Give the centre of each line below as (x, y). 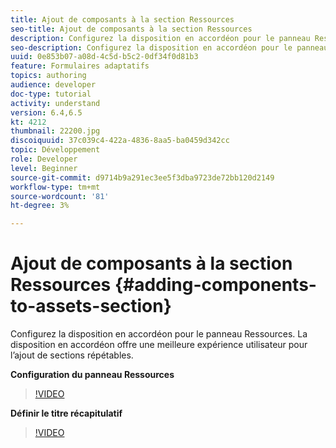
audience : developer (53, 85)
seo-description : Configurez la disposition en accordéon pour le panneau (169, 47)
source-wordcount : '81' (60, 196)
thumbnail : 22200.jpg (55, 131)
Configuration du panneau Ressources (92, 375)
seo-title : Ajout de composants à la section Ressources (131, 29)
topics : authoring (48, 76)
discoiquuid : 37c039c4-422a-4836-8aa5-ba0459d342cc (120, 141)
